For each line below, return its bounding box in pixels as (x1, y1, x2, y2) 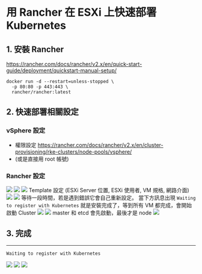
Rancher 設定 (6, 172, 46, 180)
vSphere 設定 (6, 126, 46, 135)
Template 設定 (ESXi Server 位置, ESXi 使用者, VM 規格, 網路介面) (28, 186, 189, 193)
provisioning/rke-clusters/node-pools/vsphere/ (14, 148, 132, 155)
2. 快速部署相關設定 (6, 107, 79, 117)
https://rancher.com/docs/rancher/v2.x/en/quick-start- (6, 61, 142, 67)
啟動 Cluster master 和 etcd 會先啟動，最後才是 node (6, 209, 152, 216)
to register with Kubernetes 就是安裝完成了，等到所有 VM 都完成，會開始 (6, 201, 192, 208)
